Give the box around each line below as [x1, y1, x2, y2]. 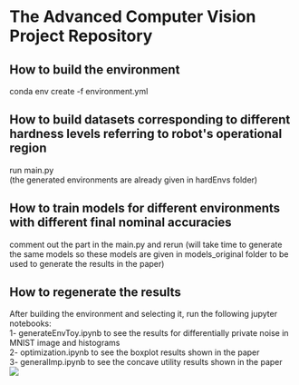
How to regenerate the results [9, 284, 181, 301]
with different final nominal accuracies [9, 215, 233, 231]
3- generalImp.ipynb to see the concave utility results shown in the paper [9, 357, 283, 368]
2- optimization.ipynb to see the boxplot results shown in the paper [9, 347, 260, 358]
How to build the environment [9, 62, 180, 77]
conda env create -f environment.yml [9, 86, 149, 96]
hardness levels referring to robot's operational [9, 126, 283, 142]
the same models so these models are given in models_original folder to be [9, 248, 289, 260]
